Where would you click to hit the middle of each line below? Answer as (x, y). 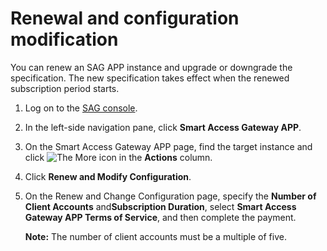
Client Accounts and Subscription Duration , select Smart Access (160, 206)
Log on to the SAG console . (81, 108)
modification (64, 39)
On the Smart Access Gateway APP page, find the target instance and (168, 146)
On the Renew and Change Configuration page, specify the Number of (170, 196)
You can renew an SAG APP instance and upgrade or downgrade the (151, 67)
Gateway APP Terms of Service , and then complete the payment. (160, 217)
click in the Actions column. (118, 157)
